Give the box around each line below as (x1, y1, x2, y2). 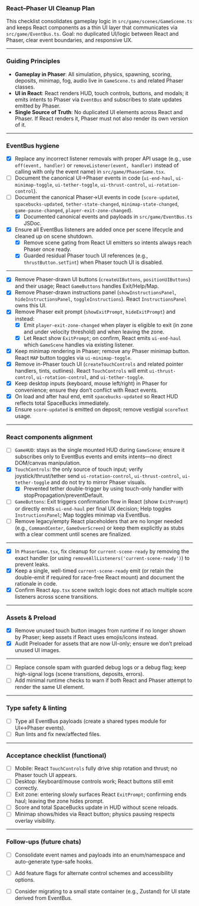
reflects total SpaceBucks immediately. (14, 399, 110, 407)
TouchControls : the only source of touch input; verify (14, 465, 143, 473)
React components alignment (6, 433, 93, 441)
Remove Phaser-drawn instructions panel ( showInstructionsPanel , (14, 289, 176, 296)
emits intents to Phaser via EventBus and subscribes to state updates (14, 96, 182, 103)
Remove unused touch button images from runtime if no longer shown (14, 627, 186, 634)
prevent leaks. (14, 561, 50, 568)
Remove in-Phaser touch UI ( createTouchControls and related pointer (14, 360, 184, 367)
